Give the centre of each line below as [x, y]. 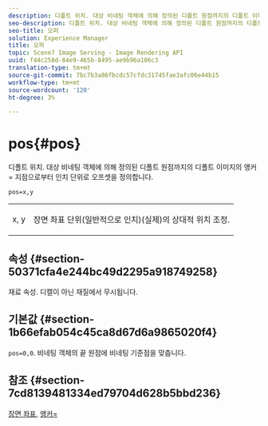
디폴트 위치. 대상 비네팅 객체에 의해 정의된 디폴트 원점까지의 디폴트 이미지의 [125, 167]
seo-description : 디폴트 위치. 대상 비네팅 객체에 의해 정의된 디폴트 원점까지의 [126, 23]
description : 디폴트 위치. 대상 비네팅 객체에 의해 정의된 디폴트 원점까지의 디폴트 [128, 16]
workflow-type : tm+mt [44, 82]
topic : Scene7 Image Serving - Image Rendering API [96, 53]
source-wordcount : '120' [49, 90]
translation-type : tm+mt [49, 68]
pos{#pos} [45, 144]
